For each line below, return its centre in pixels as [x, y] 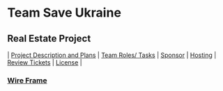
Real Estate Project [49, 39]
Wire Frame [27, 80]
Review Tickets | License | [45, 63]
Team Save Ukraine [64, 13]
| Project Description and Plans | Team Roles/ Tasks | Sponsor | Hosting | [112, 55]
